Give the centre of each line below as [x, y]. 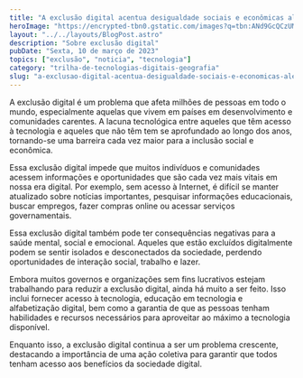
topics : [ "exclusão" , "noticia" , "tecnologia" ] [101, 60]
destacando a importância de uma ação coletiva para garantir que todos [143, 354]
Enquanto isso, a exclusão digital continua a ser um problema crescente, [144, 345]
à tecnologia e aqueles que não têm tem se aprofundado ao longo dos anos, [151, 131]
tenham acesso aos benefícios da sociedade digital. [106, 364]
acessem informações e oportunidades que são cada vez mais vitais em [143, 177]
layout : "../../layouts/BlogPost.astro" [87, 34]
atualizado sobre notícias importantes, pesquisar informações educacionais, [151, 196]
